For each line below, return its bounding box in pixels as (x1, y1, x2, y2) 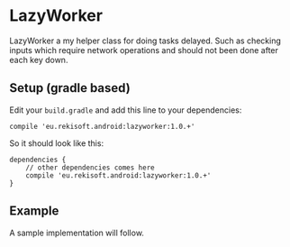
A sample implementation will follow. (9, 227, 144, 238)
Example (9, 204, 59, 219)
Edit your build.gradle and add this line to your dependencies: (9, 105, 242, 115)
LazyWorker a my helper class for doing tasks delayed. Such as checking (9, 35, 282, 46)
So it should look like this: (9, 137, 104, 149)
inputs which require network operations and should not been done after (9, 44, 279, 55)
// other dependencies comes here (25, 163, 155, 172)
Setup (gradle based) (9, 80, 131, 96)
